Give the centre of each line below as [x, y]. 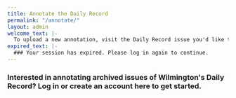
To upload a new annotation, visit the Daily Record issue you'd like [119, 40]
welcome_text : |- [33, 33]
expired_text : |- [33, 46]
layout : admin [28, 27]
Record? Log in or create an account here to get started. [104, 86]
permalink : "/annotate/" [44, 20]
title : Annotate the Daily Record [58, 14]
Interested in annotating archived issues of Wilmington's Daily [116, 77]
